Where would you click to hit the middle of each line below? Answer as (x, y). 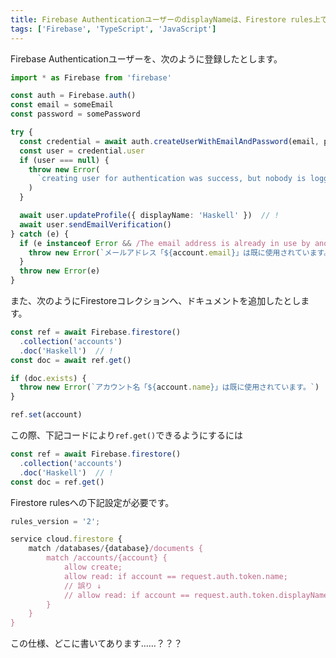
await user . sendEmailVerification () (95, 224)
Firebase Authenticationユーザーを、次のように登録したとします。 (146, 58)
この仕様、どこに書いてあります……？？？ (96, 643)
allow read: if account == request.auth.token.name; (175, 576)
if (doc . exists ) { (48, 378)
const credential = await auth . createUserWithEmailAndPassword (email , (169, 141)
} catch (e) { (40, 234)
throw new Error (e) (60, 271)
